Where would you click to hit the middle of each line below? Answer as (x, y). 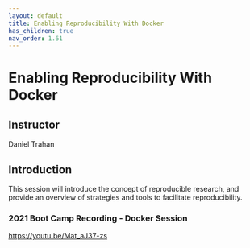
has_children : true (41, 31)
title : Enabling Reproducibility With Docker (86, 23)
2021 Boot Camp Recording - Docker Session (98, 218)
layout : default (35, 16)
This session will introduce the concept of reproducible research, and (124, 189)
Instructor (34, 124)
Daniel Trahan (31, 144)
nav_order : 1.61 (35, 38)
